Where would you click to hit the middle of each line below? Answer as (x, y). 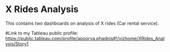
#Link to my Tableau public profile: (42, 33)
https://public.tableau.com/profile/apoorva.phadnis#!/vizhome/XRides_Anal (85, 38)
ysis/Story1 (17, 43)
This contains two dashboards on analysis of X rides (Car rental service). (82, 23)
